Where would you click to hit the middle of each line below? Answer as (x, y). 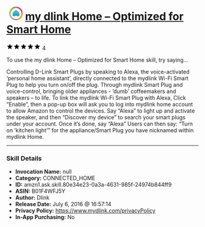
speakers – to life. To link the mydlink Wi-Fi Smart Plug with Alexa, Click (96, 97)
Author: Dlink (32, 198)
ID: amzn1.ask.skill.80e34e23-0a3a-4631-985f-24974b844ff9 (93, 185)
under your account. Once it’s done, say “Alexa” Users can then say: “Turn (100, 124)
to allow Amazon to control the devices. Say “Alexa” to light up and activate (101, 111)
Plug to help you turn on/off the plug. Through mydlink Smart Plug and (95, 84)
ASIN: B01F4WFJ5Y (40, 191)
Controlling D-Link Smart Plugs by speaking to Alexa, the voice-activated (98, 72)
